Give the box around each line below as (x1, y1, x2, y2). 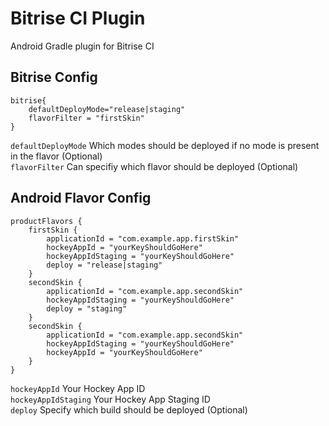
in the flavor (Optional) (10, 150, 103, 162)
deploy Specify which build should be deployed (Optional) (10, 403, 248, 416)
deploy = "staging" (46, 303, 128, 314)
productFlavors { (10, 216, 83, 226)
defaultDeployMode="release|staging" (28, 104, 186, 114)
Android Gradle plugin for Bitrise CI (10, 40, 155, 52)
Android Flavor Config (10, 190, 152, 207)
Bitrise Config (10, 69, 98, 86)
